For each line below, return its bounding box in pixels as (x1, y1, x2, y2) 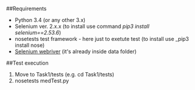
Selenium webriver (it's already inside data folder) (14, 48, 137, 55)
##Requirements (6, 5, 47, 12)
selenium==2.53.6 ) (14, 29, 61, 36)
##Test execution (6, 59, 49, 66)
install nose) (14, 41, 45, 49)
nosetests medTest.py (14, 77, 69, 84)
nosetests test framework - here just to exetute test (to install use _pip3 (14, 36, 190, 42)
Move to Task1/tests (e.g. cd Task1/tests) (14, 71, 114, 78)
